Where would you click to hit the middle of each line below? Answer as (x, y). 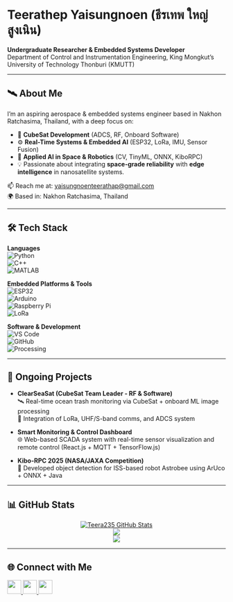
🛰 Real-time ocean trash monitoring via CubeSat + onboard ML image (118, 402)
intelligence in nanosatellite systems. (71, 172)
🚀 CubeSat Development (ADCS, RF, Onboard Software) (98, 135)
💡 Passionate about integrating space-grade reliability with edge (111, 164)
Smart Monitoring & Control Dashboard (75, 432)
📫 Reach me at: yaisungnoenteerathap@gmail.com (81, 186)
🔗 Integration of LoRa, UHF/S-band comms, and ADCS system (106, 419)
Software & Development (44, 327)
